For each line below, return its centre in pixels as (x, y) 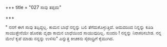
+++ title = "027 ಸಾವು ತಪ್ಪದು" (33, 7)
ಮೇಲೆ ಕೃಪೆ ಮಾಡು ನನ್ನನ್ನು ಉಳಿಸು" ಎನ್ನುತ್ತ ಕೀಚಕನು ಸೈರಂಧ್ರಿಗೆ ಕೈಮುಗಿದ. (60, 38)
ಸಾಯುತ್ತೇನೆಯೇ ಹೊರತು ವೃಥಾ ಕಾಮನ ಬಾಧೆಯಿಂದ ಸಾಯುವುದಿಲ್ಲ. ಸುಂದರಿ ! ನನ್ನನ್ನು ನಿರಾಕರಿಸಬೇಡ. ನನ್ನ (83, 33)
